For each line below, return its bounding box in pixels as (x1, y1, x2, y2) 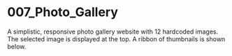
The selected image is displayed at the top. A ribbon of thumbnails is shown (7, 34, 226, 43)
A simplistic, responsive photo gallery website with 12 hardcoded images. (7, 27, 219, 36)
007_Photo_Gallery (7, 4, 119, 20)
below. (7, 42, 27, 50)
